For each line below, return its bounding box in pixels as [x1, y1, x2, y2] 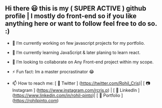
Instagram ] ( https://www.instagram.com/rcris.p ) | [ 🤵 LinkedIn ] [12, 87, 140, 93]
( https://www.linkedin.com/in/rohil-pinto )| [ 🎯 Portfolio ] [12, 92, 123, 98]
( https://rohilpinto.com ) [12, 97, 59, 103]
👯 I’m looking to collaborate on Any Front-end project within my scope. [12, 59, 154, 65]
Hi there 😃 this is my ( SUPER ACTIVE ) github [5, 4, 146, 13]
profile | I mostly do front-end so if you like [5, 12, 137, 20]
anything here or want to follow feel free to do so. [5, 19, 157, 28]
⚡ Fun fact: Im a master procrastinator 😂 [12, 69, 94, 74]
